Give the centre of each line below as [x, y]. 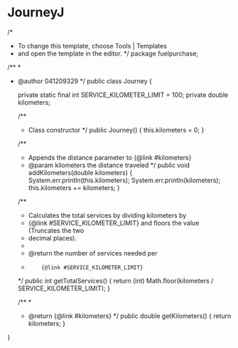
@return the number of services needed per [93, 253]
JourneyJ [36, 12]
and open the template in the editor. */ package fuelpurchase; [108, 53]
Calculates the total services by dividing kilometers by [107, 215]
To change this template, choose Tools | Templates [92, 46]
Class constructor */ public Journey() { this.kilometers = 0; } [116, 130]
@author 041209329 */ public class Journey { [85, 81]
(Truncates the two [56, 230]
